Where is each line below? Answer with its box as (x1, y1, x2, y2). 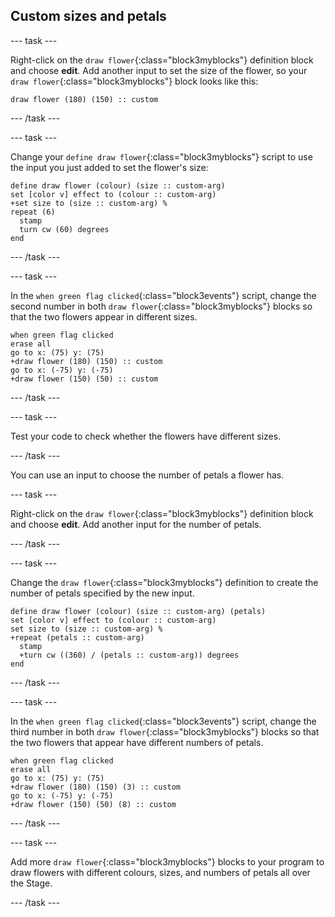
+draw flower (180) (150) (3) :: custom (10, 782, 182, 792)
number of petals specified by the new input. (10, 587, 195, 599)
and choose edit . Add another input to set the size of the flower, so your (10, 64, 308, 76)
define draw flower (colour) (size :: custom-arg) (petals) (10, 606, 267, 616)
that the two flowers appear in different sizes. (10, 310, 198, 323)
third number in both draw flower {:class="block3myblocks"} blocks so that (10, 725, 320, 738)
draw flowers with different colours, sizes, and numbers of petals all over (10, 866, 311, 878)
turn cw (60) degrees (19, 224, 110, 234)
